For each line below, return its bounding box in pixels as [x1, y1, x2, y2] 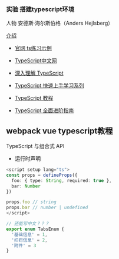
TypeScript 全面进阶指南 [14, 107, 74, 114]
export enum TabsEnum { [6, 226, 65, 232]
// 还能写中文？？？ [6, 221, 49, 227]
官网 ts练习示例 [14, 45, 52, 52]
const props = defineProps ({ [6, 172, 78, 178]
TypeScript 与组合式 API [6, 143, 65, 150]
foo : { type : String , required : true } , [11, 177, 112, 183]
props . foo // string [6, 199, 57, 205]
